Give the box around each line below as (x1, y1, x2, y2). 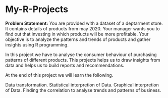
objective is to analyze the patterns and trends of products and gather (5, 36, 151, 42)
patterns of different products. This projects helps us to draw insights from (5, 57, 160, 63)
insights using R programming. (5, 41, 69, 47)
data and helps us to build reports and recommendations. (5, 62, 125, 68)
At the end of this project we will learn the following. (5, 72, 114, 78)
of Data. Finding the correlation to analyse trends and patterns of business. (5, 87, 161, 93)
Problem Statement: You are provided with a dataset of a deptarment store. (5, 20, 163, 26)
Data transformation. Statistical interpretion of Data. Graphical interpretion (5, 82, 159, 88)
